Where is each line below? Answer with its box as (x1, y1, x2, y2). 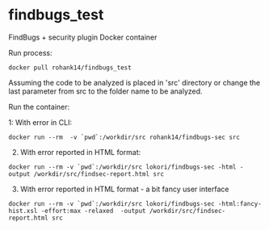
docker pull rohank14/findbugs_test (8, 63, 132, 72)
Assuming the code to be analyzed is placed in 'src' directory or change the (8, 77, 261, 87)
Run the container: (8, 102, 70, 111)
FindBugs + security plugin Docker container (8, 32, 158, 42)
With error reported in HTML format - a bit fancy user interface (19, 184, 229, 194)
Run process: (8, 48, 53, 57)
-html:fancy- (217, 199, 263, 207)
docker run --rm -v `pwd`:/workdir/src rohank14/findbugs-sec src (8, 133, 241, 141)
